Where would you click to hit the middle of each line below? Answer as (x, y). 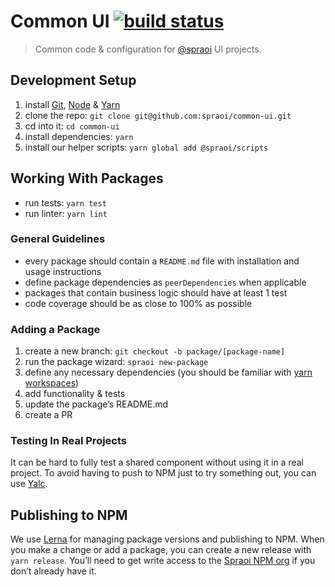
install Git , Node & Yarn (72, 104)
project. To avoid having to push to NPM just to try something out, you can (163, 473)
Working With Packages (87, 178)
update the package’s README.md (96, 404)
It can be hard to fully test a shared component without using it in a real (157, 462)
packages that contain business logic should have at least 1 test (156, 292)
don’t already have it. (53, 571)
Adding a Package (55, 329)
